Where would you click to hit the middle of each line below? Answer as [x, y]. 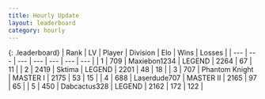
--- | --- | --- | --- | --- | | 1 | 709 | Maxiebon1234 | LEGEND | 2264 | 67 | [134, 61]
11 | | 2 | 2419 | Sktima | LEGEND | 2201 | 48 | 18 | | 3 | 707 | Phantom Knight [131, 70]
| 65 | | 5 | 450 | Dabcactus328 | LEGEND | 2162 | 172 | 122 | [106, 86]
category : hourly [37, 30]
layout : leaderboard [42, 23]
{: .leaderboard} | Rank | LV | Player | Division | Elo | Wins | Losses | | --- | [128, 53]
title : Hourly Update [44, 15]
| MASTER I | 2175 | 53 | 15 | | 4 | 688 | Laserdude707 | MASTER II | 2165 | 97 [132, 78]
